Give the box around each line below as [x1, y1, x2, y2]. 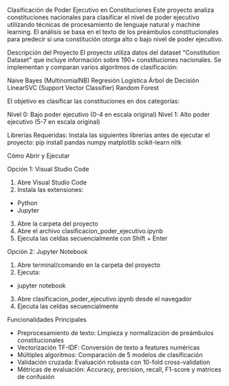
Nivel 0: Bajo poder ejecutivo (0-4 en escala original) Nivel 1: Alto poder [7, 110, 210, 118]
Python [17, 199, 38, 207]
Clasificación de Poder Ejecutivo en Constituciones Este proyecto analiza [7, 6, 215, 14]
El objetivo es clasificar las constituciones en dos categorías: [7, 97, 180, 105]
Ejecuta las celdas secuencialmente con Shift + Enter [17, 234, 168, 242]
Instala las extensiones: [17, 186, 84, 193]
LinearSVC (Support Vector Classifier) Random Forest [7, 84, 160, 92]
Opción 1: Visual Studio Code [7, 165, 89, 173]
